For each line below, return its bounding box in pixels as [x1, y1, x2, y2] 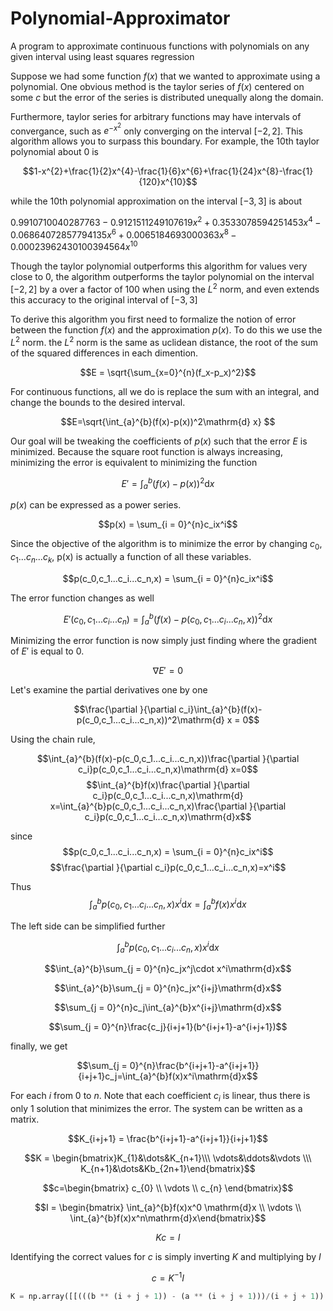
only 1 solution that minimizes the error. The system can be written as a [10, 1102, 303, 1114]
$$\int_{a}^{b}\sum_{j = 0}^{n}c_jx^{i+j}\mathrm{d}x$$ [54, 982, 282, 994]
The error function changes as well [10, 592, 155, 604]
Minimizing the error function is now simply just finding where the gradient [10, 635, 318, 647]
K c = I [155, 1231, 181, 1243]
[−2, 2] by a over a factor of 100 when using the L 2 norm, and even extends [10, 282, 320, 296]
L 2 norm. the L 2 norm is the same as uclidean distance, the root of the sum [10, 335, 319, 348]
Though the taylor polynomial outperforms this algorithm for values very [10, 260, 308, 272]
